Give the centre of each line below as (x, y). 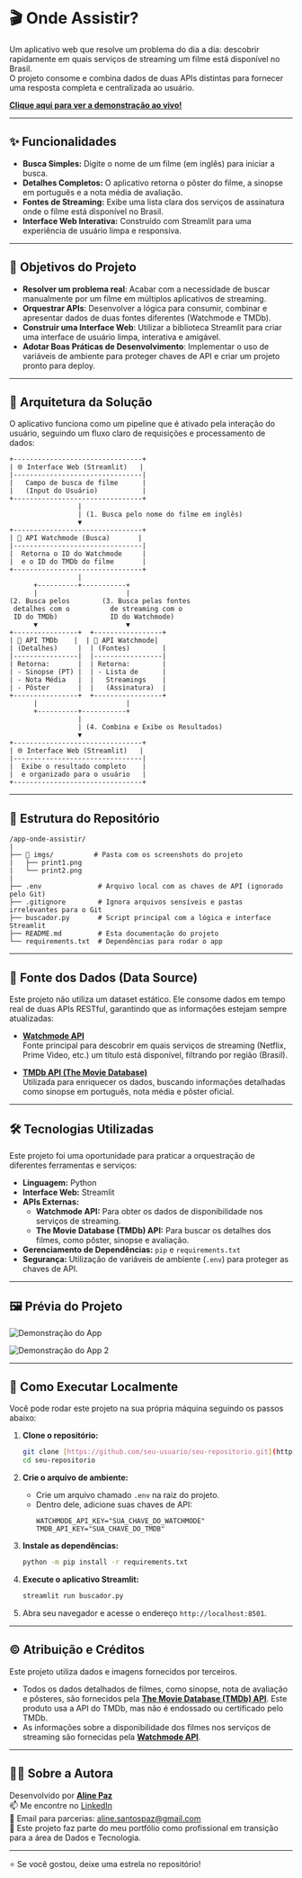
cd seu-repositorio (59, 1460)
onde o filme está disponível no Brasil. (93, 211)
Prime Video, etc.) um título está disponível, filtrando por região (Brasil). (155, 1055)
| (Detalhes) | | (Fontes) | (88, 649)
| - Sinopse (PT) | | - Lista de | (88, 673)
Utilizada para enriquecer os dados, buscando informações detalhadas (154, 1082)
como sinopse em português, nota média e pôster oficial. (128, 1092)
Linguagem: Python (59, 1182)
